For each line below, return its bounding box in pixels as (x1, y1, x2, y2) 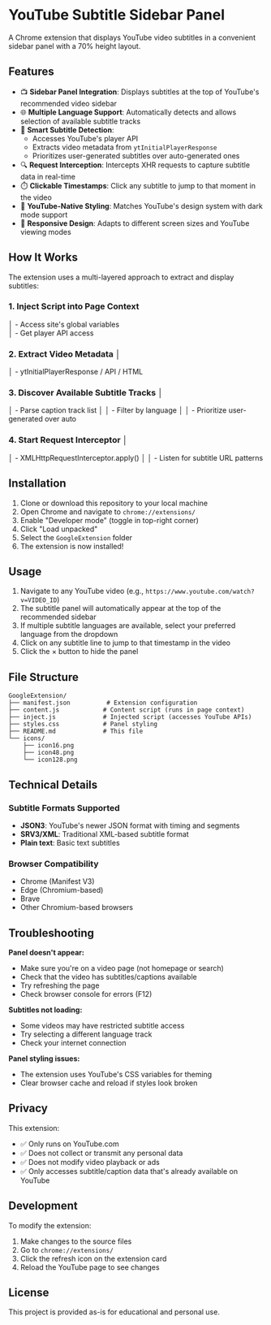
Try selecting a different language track (19, 1029, 153, 1039)
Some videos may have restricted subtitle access (19, 1020, 185, 1030)
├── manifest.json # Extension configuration (8, 699, 198, 708)
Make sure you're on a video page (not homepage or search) (19, 963, 225, 972)
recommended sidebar (19, 612, 97, 622)
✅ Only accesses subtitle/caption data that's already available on (19, 1166, 238, 1176)
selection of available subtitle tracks (19, 116, 141, 126)
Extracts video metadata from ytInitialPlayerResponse (32, 142, 217, 152)
